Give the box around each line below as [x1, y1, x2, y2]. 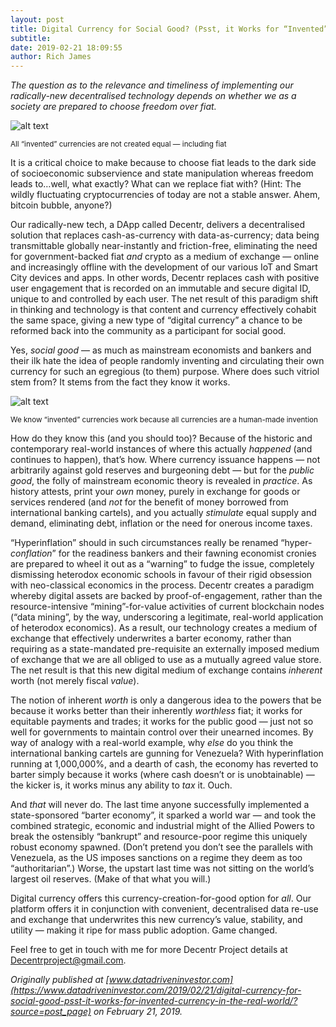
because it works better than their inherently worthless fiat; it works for [10, 705, 303, 717]
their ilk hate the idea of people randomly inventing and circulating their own [10, 355, 325, 367]
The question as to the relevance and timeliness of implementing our [10, 79, 294, 91]
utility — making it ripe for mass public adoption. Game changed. [10, 924, 278, 936]
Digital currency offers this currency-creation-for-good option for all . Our [10, 892, 312, 905]
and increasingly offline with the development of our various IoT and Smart [10, 261, 318, 273]
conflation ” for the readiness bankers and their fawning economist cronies [10, 547, 317, 560]
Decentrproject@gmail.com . [10, 954, 127, 966]
